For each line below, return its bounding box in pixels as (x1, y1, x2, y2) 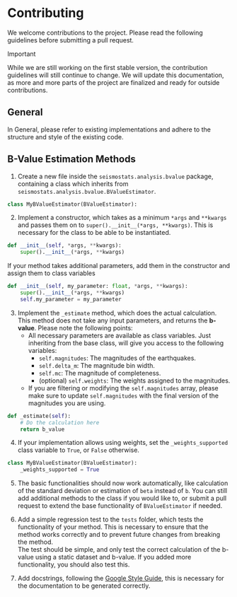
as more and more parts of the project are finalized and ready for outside (7, 78, 220, 86)
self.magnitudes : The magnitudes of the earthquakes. (38, 354, 197, 362)
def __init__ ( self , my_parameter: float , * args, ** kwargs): (7, 283, 189, 290)
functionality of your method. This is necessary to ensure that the (17, 523, 209, 531)
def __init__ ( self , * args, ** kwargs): (7, 242, 122, 249)
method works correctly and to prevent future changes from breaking (17, 531, 221, 539)
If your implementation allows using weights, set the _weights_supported (17, 439, 229, 447)
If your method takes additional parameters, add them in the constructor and (7, 262, 231, 270)
